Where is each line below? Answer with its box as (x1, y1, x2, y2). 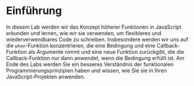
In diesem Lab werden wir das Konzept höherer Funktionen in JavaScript (6, 23, 182, 30)
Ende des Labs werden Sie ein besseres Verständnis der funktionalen (6, 60, 174, 68)
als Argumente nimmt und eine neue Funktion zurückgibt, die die (28, 48, 185, 55)
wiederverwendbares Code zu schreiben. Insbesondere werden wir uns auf (6, 36, 189, 43)
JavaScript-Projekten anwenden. (6, 73, 86, 80)
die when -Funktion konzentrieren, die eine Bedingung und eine (6, 42, 155, 49)
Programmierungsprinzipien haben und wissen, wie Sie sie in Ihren (6, 67, 167, 74)
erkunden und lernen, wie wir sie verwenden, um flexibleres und (6, 29, 161, 36)
